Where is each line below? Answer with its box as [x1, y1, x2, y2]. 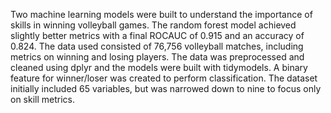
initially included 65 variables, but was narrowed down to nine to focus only [10, 83, 322, 94]
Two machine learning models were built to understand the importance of [10, 9, 313, 20]
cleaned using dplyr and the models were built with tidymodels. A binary [10, 62, 308, 73]
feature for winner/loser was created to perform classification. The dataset [10, 72, 318, 84]
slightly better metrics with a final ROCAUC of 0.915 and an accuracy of [10, 30, 305, 41]
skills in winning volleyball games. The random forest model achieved [10, 19, 297, 31]
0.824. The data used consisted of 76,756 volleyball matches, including [10, 40, 304, 52]
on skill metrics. [10, 94, 76, 105]
